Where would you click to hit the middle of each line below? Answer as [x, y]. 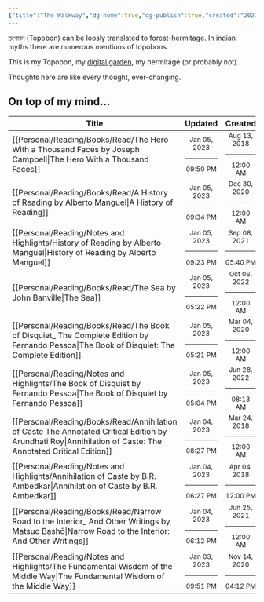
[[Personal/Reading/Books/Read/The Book [91, 326]
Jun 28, [241, 370]
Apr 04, [241, 467]
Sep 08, [241, 233]
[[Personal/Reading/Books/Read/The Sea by [94, 287]
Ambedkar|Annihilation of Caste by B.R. [85, 486]
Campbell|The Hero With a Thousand [81, 159]
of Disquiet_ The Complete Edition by [81, 336]
